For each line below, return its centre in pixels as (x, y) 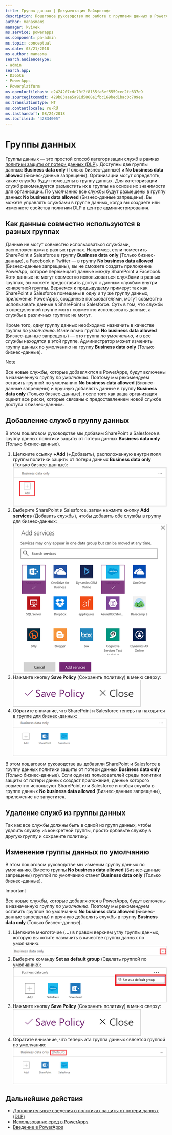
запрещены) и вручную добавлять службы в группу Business (90, 917)
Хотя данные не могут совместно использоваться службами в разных (83, 277)
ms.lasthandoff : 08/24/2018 (35, 113)
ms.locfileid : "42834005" (33, 119)
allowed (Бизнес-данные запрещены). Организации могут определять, (83, 175)
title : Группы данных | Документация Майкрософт (58, 11)
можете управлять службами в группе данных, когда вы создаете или (83, 203)
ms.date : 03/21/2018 (27, 49)
